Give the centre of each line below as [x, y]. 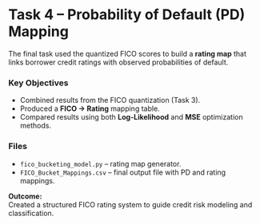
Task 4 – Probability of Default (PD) [127, 15]
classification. [31, 213]
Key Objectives [38, 83]
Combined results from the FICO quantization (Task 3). [110, 100]
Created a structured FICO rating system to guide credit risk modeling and [130, 204]
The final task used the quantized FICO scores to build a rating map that [127, 53]
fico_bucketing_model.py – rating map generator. [100, 163]
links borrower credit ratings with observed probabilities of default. [118, 62]
